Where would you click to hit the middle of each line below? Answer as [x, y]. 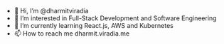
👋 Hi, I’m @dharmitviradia [51, 11]
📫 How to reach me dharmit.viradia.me [72, 34]
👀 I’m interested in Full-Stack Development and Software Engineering [115, 18]
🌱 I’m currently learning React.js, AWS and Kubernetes [94, 25]
